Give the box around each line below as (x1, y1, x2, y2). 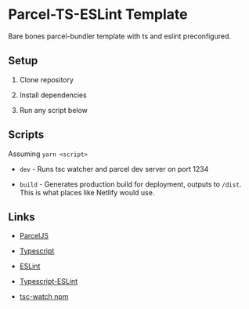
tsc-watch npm (19, 292, 69, 301)
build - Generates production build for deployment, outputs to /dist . (19, 179, 242, 189)
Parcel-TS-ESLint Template (8, 5, 188, 24)
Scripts (8, 128, 45, 142)
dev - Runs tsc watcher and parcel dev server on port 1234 (19, 164, 209, 173)
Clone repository (19, 75, 74, 84)
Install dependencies (19, 90, 88, 100)
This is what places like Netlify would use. (19, 187, 155, 197)
